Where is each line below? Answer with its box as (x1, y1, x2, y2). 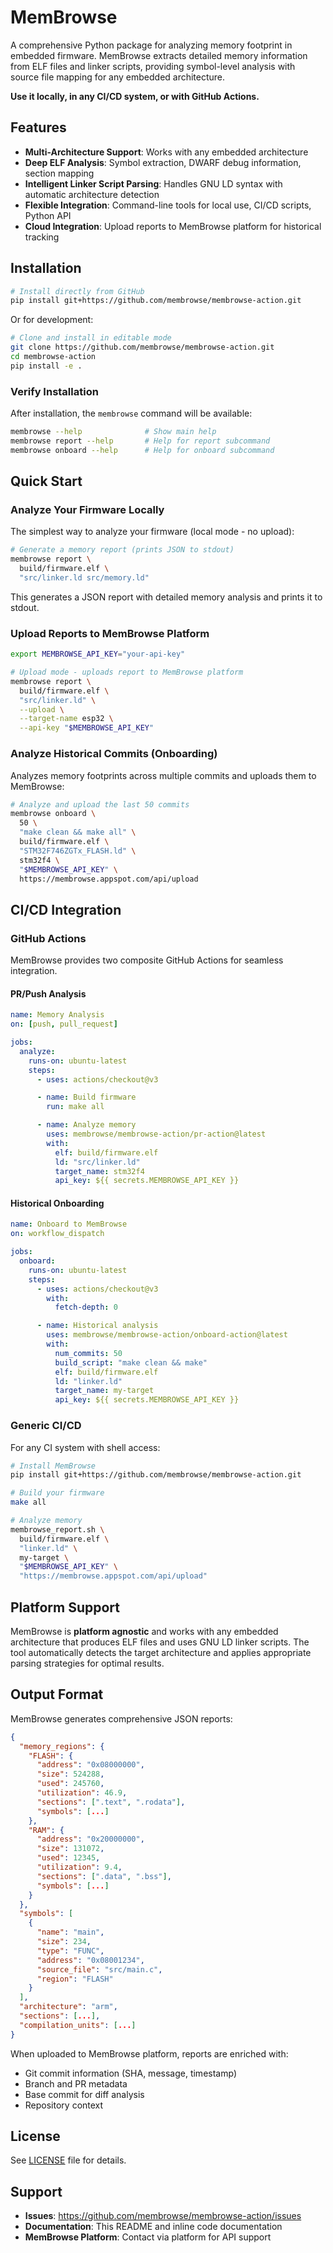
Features (10, 119, 67, 136)
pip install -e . (10, 361, 83, 371)
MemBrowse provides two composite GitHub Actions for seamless (10, 954, 284, 966)
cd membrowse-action (10, 352, 97, 362)
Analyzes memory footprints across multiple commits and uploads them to (10, 769, 317, 781)
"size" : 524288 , (36, 1769, 105, 1780)
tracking (24, 231, 60, 243)
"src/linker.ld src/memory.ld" (19, 573, 150, 583)
